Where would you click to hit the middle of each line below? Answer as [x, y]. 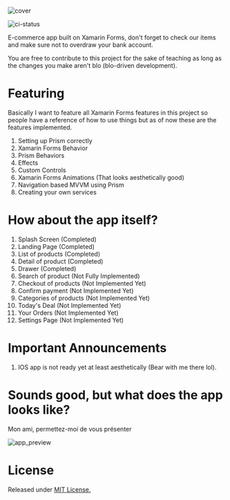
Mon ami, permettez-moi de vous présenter [70, 429]
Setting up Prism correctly [55, 140]
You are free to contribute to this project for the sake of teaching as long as [115, 58]
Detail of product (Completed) [60, 261]
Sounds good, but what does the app [115, 395]
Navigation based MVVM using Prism [71, 185]
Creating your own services [57, 192]
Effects [28, 163]
